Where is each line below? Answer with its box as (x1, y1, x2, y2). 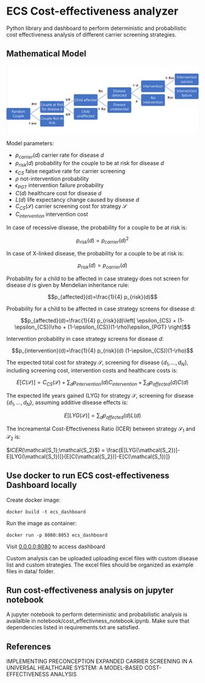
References (6, 642, 51, 652)
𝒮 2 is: (6, 433, 21, 442)
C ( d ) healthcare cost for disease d (15, 190, 102, 197)
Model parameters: (6, 139, 54, 147)
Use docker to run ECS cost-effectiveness (6, 471, 170, 481)
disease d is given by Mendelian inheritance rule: (6, 281, 129, 288)
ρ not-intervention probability (15, 175, 90, 182)
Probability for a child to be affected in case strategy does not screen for (6, 274, 189, 282)
